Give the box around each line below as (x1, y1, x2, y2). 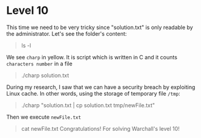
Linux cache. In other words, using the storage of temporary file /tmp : (6, 90, 181, 97)
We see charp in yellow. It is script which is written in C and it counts (6, 53, 178, 61)
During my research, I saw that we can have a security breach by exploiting (6, 83, 196, 91)
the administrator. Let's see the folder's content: (6, 30, 127, 37)
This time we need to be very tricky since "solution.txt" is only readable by (6, 24, 193, 31)
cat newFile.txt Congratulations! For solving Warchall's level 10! (21, 125, 180, 132)
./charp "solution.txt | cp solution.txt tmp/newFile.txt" (21, 101, 155, 109)
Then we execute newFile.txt (6, 113, 81, 120)
